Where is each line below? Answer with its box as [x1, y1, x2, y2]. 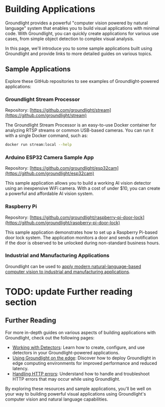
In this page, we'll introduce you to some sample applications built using [5, 45, 153, 51]
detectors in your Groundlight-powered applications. [12, 349, 120, 355]
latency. [12, 365, 29, 371]
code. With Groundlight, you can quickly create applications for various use [5, 30, 160, 36]
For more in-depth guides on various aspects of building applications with [5, 329, 156, 336]
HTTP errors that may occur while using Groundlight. [12, 376, 120, 382]
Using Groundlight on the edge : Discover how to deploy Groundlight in [12, 355, 156, 361]
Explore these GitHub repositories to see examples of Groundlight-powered [5, 78, 159, 84]
